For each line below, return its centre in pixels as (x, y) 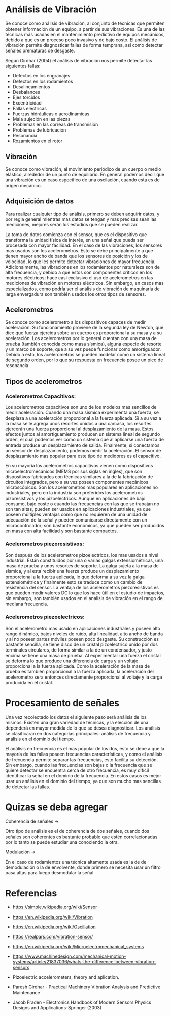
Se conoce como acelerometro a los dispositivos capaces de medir (76, 322)
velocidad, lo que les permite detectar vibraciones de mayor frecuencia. (80, 262)
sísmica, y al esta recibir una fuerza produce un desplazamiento (72, 571)
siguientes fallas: (23, 66)
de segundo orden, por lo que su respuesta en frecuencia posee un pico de (84, 360)
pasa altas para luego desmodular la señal (49, 872)
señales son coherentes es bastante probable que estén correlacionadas (81, 837)
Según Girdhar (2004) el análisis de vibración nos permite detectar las (79, 60)
